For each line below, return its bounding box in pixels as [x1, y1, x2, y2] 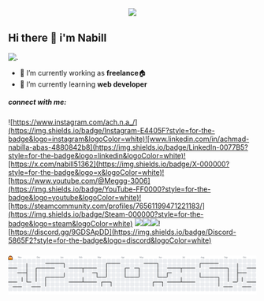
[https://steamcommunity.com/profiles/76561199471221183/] [8, 201, 205, 210]
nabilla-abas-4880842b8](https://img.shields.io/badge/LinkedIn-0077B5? [8, 142, 248, 152]
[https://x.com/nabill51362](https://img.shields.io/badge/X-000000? [8, 159, 230, 169]
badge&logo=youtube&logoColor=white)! [8, 192, 142, 202]
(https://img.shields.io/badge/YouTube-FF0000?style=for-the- [8, 184, 211, 194]
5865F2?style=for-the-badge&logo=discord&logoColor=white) [8, 236, 212, 245]
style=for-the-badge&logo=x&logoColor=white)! [8, 167, 165, 177]
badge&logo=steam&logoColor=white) [8, 218, 133, 228]
